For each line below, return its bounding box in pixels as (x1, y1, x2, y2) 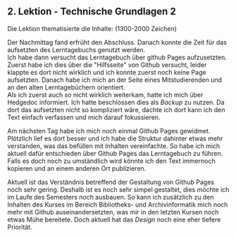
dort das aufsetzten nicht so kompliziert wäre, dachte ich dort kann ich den (7, 105, 225, 114)
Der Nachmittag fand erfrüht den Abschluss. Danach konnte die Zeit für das (7, 38, 228, 47)
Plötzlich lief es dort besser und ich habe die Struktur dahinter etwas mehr (7, 134, 223, 142)
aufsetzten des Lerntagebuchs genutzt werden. (7, 45, 146, 54)
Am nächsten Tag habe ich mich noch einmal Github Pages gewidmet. (7, 126, 211, 135)
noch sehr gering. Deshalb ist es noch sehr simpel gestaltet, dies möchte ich (7, 185, 230, 193)
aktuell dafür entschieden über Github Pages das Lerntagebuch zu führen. (7, 149, 223, 157)
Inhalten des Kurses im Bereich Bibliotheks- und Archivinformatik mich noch (7, 200, 228, 209)
